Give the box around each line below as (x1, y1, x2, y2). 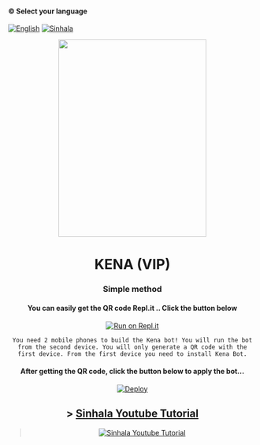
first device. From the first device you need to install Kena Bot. (17, 350, 247, 358)
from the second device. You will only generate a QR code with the (17, 343, 247, 351)
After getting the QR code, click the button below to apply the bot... (20, 367, 245, 376)
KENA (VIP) (94, 256, 171, 274)
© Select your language (8, 6, 88, 16)
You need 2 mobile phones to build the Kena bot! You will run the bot (12, 336, 253, 344)
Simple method (102, 284, 162, 295)
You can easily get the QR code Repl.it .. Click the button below (27, 303, 238, 312)
